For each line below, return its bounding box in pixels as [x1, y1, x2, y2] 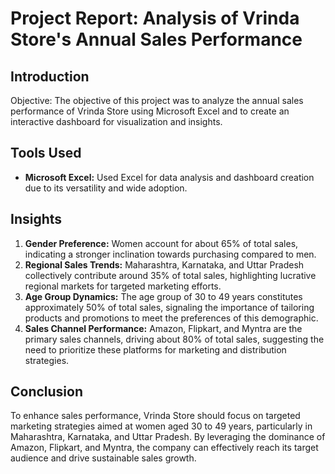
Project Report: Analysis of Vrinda [10, 7, 300, 30]
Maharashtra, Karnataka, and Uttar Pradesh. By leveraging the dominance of [10, 431, 326, 443]
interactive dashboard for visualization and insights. [10, 116, 223, 127]
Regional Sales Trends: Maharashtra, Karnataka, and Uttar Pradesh [24, 258, 305, 271]
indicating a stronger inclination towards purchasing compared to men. [24, 248, 317, 260]
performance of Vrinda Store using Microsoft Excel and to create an [10, 105, 290, 117]
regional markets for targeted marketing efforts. [24, 280, 222, 292]
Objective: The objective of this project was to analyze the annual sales [10, 95, 304, 106]
